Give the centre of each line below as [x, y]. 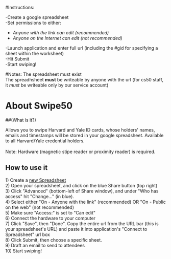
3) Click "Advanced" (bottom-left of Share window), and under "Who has [82, 191]
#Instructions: [20, 7]
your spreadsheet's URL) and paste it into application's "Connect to [76, 229]
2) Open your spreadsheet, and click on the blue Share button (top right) [81, 185]
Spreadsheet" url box [28, 234]
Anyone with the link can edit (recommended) [61, 33]
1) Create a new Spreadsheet [36, 180]
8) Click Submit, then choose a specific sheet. [54, 240]
